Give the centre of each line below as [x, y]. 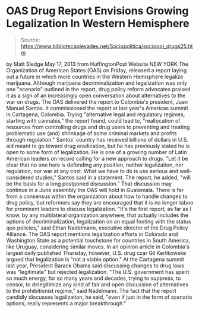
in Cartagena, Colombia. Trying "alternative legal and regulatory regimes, [96, 114]
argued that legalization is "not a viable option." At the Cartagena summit [95, 259]
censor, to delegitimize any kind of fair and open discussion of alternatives [97, 284]
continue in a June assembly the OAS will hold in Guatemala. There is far [95, 190]
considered [20, 177]
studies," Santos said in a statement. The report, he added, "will [113, 177]
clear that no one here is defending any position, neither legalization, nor [95, 165]
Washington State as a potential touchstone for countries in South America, [98, 240]
